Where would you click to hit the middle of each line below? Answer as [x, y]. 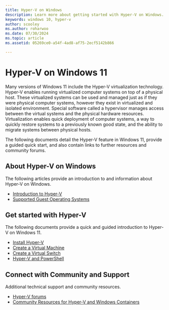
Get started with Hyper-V [46, 215]
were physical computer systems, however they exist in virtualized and [79, 102]
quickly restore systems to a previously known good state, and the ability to [84, 124]
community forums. [26, 150]
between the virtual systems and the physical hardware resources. [75, 113]
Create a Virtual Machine [38, 248]
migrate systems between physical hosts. [49, 129]
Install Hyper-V [28, 243]
